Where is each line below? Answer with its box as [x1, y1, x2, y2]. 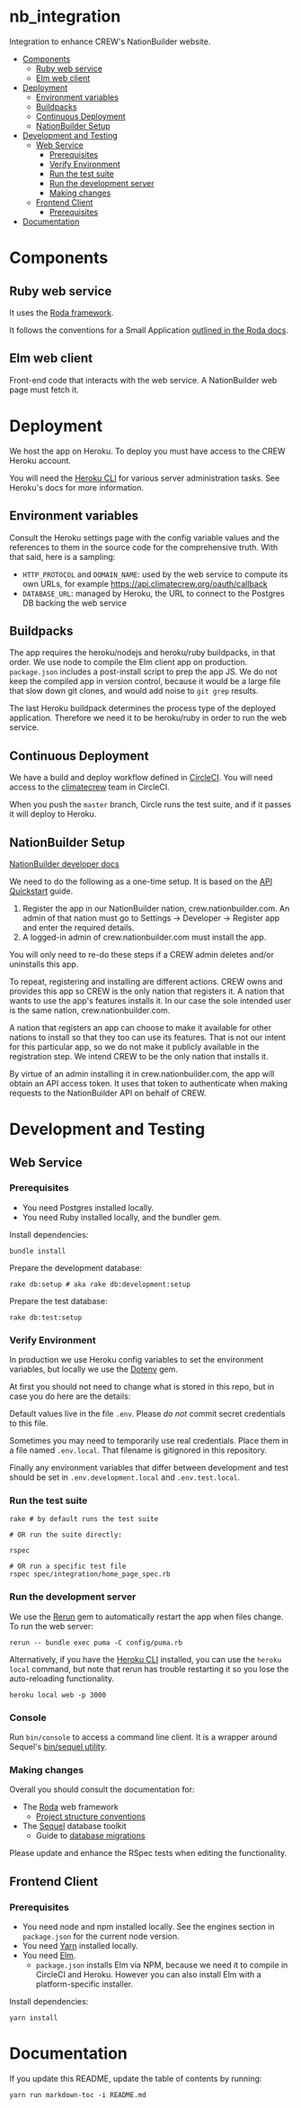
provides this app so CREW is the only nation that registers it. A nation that [9, 986, 285, 996]
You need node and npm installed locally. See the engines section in [22, 1921, 275, 1932]
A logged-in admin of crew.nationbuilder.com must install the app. [22, 932, 267, 942]
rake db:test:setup [9, 1312, 83, 1322]
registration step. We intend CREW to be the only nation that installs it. [9, 1050, 269, 1061]
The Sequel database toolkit [22, 1821, 127, 1832]
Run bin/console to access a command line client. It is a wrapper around [9, 1732, 278, 1743]
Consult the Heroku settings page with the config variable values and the [9, 532, 280, 543]
